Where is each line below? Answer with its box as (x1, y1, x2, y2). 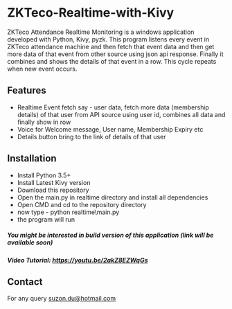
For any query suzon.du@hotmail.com (7, 294, 116, 303)
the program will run (17, 215, 75, 223)
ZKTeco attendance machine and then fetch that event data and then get (7, 42, 215, 51)
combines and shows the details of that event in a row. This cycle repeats (7, 57, 217, 65)
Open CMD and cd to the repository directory (17, 200, 147, 209)
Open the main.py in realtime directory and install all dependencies (17, 193, 208, 202)
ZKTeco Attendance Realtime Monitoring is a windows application (7, 28, 195, 36)
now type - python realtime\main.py (17, 208, 120, 216)
